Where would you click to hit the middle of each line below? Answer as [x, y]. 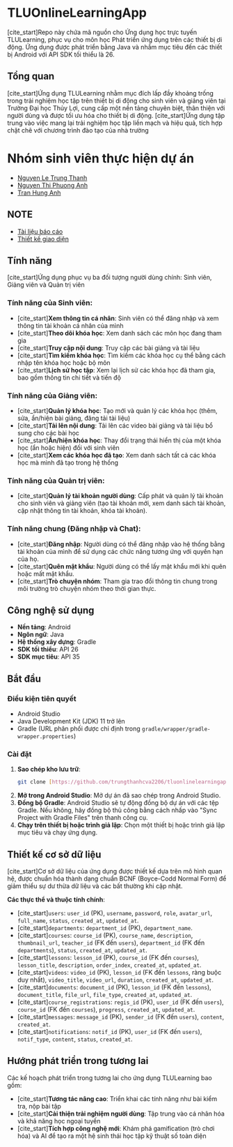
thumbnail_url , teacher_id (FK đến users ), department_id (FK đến [111, 943]
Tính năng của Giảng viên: [53, 396]
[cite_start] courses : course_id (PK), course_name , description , [105, 935]
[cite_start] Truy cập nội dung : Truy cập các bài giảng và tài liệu [109, 347]
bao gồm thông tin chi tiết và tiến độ [69, 377]
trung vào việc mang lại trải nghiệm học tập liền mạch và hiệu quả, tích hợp [115, 123]
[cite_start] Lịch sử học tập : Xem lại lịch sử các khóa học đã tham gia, [116, 370]
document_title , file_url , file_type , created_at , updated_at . [105, 994]
